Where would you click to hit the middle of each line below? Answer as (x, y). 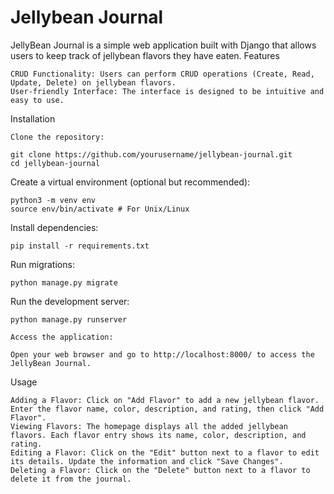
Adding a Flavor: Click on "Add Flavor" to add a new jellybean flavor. (165, 400)
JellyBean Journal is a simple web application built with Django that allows (163, 45)
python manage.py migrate (64, 282)
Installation (33, 118)
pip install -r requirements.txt (80, 246)
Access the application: (62, 337)
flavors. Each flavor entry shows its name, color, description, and (158, 435)
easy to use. (37, 100)
